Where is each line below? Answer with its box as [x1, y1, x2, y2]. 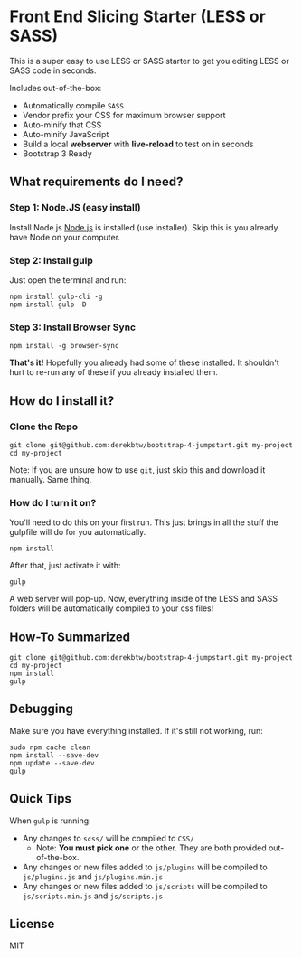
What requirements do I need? [9, 174, 184, 190]
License [9, 916, 55, 932]
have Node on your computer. [9, 231, 120, 242]
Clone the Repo [9, 420, 79, 433]
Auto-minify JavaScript [22, 128, 109, 139]
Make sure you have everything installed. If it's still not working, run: [9, 725, 264, 736]
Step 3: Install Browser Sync [9, 321, 137, 333]
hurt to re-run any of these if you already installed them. [9, 367, 219, 378]
